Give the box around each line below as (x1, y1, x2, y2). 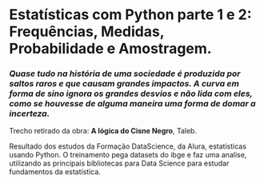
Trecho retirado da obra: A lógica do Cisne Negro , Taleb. (9, 126, 198, 136)
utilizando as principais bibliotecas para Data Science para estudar (9, 158, 230, 169)
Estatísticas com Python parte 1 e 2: (9, 6, 252, 24)
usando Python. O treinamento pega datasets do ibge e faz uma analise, (9, 150, 247, 160)
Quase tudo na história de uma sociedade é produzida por (9, 68, 241, 79)
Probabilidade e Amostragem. (9, 40, 212, 58)
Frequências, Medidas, (9, 22, 165, 41)
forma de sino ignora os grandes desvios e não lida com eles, (9, 88, 253, 99)
